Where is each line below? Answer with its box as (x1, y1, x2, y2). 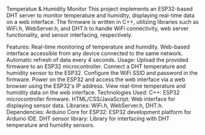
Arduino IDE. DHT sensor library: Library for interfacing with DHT (6, 115, 170, 122)
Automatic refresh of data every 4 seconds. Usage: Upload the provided (6, 56, 188, 63)
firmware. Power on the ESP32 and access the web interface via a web (6, 76, 185, 83)
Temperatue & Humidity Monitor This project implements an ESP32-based (6, 6, 193, 12)
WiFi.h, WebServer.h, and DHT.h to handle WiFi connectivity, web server (6, 25, 189, 32)
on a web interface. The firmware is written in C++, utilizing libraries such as (6, 18, 199, 25)
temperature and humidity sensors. (6, 121, 95, 128)
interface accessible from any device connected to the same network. (6, 50, 183, 57)
